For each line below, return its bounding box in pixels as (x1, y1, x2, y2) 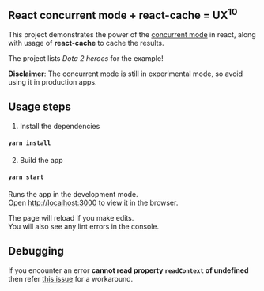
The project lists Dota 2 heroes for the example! (8, 53, 164, 62)
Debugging (8, 244, 65, 258)
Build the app (19, 155, 63, 164)
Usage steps (8, 100, 71, 114)
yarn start (8, 173, 44, 181)
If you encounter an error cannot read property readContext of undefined (8, 265, 249, 275)
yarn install (8, 139, 51, 147)
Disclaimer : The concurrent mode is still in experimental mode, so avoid (8, 69, 243, 78)
